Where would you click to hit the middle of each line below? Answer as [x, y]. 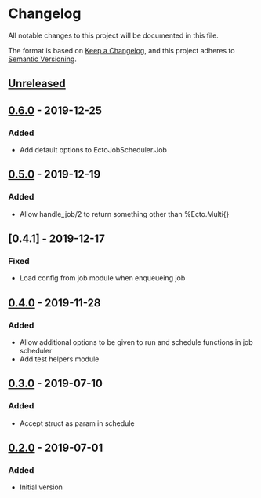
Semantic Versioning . [42, 59]
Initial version [41, 487]
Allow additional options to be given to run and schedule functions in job [136, 342]
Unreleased [37, 84]
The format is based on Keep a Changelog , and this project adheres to [121, 50]
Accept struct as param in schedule [77, 423]
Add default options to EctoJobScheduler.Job [93, 150]
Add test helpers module [59, 359]
